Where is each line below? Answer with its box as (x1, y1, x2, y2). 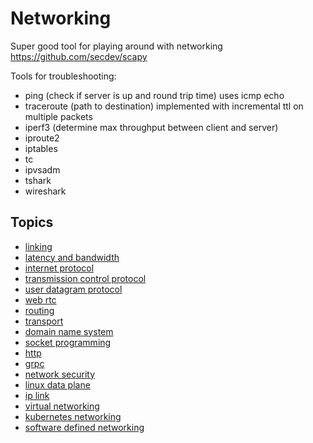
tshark (24, 174, 52, 186)
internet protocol (24, 262, 95, 274)
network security (24, 368, 96, 380)
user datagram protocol (24, 283, 123, 295)
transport (24, 315, 64, 327)
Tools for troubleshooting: (10, 70, 117, 82)
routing (24, 304, 55, 316)
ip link (24, 389, 50, 401)
